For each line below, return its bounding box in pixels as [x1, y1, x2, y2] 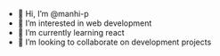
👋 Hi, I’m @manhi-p [17, 9, 89, 19]
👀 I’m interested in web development [17, 18, 152, 28]
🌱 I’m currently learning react [17, 28, 125, 37]
